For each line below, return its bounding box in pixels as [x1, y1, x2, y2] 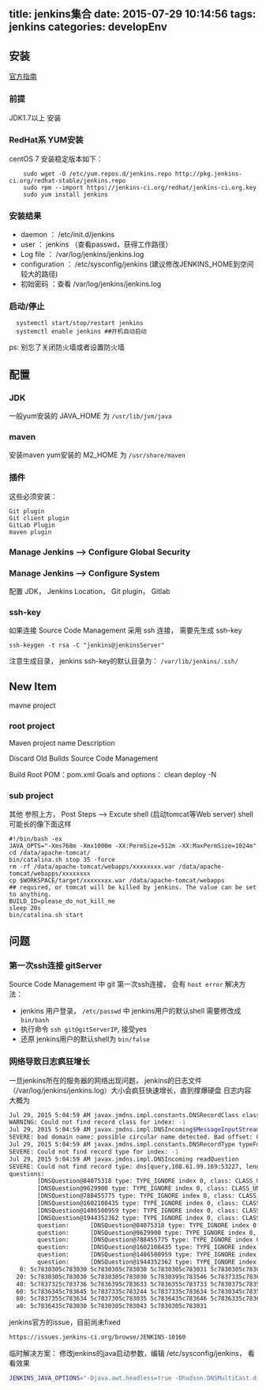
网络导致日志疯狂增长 [9, 1056, 90, 1067]
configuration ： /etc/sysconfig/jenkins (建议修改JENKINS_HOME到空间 [20, 259, 255, 269]
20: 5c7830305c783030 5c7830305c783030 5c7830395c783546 [16, 1272, 208, 1281]
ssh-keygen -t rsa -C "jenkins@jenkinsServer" [9, 641, 165, 650]
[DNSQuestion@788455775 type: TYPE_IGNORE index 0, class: [37, 1192, 236, 1200]
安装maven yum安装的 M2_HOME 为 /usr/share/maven [9, 450, 185, 460]
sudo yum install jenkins [23, 191, 109, 198]
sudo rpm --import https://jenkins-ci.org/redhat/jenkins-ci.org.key [23, 183, 257, 191]
